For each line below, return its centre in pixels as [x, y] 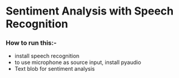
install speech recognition [47, 56]
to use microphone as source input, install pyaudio [78, 62]
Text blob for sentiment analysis [54, 69]
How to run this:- [31, 43]
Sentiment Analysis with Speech [90, 11]
